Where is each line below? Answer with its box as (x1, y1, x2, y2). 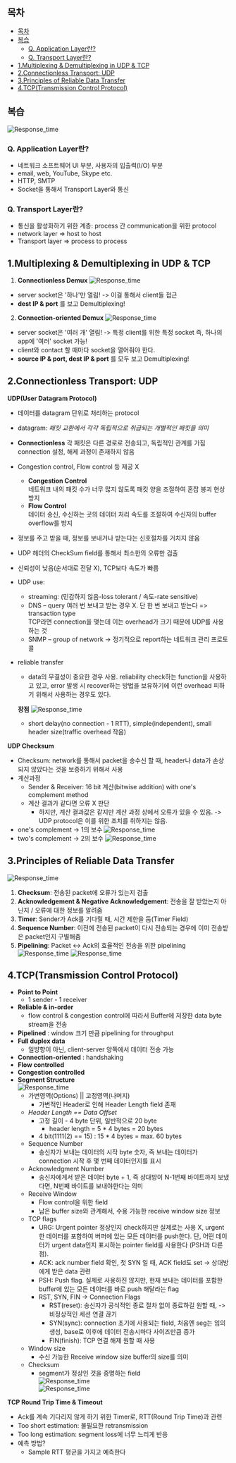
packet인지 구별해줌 (25, 932, 81, 941)
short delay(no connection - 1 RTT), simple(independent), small (27, 719, 212, 727)
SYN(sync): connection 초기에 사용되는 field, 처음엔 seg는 (49, 1319, 213, 1327)
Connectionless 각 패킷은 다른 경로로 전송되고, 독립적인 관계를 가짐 (17, 438, 206, 447)
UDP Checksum (7, 741, 54, 750)
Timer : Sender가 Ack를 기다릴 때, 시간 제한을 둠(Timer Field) (17, 915, 189, 923)
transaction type (27, 609, 76, 617)
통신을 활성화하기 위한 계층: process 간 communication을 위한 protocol (17, 221, 217, 230)
